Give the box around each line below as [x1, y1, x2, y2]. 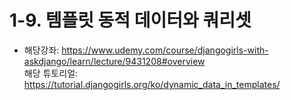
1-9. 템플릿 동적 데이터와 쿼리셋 [9, 9, 252, 32]
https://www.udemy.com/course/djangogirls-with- [61, 44, 269, 56]
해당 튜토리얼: [23, 67, 79, 79]
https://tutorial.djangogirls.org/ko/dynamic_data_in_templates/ [23, 78, 281, 90]
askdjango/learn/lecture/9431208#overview [23, 55, 206, 67]
